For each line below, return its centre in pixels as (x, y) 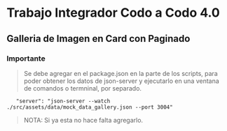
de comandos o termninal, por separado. (82, 88)
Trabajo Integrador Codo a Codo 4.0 (113, 13)
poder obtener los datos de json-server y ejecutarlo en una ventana (122, 81)
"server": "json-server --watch (63, 101)
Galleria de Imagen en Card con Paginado (98, 39)
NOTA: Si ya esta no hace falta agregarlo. (83, 120)
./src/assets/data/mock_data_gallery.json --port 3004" (90, 107)
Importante (26, 59)
